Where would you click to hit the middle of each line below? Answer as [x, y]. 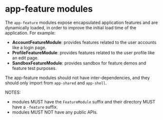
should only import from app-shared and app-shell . [56, 83]
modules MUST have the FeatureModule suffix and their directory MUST [84, 101]
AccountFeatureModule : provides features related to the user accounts [84, 42]
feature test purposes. [34, 68]
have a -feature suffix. [35, 107]
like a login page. [29, 47]
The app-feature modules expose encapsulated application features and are [81, 22]
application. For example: [30, 33]
